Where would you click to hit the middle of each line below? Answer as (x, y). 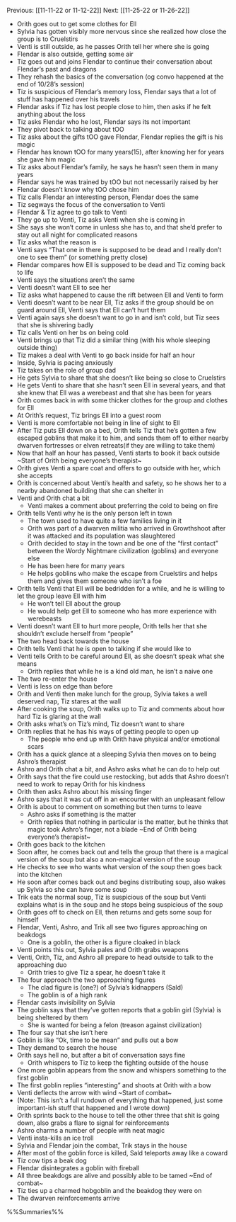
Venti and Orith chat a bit (53, 498)
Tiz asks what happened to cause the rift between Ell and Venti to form (120, 295)
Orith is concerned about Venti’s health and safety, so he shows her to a (122, 483)
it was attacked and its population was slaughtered (101, 536)
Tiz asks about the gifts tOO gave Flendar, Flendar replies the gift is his (120, 137)
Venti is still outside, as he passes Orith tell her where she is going (113, 46)
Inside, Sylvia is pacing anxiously (65, 363)
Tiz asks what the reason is (57, 242)
